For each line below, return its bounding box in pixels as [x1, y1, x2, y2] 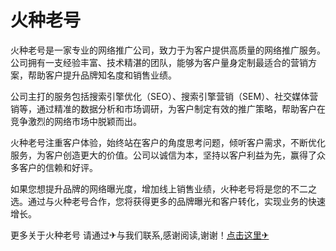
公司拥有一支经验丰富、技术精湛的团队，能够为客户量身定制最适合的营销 [10, 56, 308, 68]
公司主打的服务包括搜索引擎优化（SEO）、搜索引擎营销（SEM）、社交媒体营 [10, 90, 319, 102]
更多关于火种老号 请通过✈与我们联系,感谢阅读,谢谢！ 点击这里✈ [10, 229, 270, 241]
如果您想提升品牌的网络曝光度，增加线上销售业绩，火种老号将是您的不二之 [10, 182, 317, 195]
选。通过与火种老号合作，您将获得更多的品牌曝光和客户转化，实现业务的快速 [10, 195, 326, 207]
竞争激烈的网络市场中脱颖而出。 [10, 115, 142, 127]
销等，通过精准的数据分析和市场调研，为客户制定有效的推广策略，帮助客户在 [10, 102, 326, 115]
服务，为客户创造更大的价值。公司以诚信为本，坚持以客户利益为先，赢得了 [10, 149, 317, 161]
